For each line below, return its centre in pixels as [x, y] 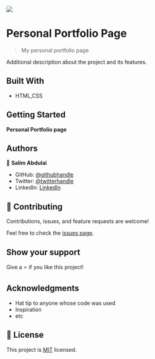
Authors [22, 148]
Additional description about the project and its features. [77, 62]
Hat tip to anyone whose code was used [65, 303]
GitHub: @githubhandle [44, 175]
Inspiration [28, 309]
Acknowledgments [43, 288]
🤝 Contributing [35, 206]
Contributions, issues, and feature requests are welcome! [78, 221]
